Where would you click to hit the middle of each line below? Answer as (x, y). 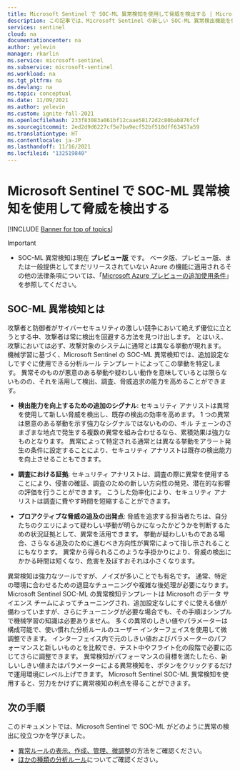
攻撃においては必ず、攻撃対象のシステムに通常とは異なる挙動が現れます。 (116, 345)
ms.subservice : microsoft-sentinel (60, 67)
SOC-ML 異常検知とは (56, 309)
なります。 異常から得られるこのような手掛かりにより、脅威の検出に (131, 551)
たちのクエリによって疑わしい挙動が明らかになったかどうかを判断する (121, 525)
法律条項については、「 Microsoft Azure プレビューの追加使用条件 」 (135, 275)
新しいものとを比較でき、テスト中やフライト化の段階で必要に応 (138, 647)
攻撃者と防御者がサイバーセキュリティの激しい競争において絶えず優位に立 (117, 327)
